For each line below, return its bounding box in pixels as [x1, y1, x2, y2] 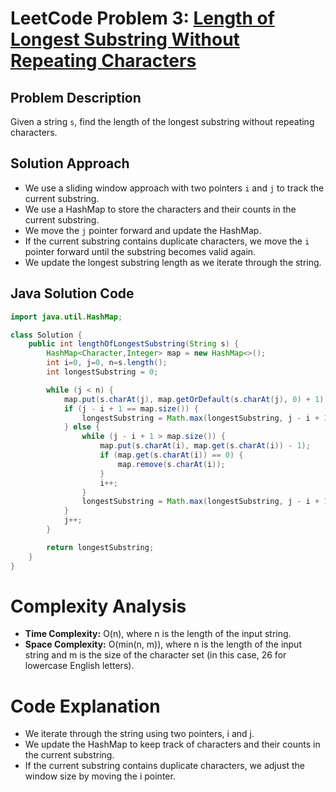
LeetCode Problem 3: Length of [10, 7, 275, 30]
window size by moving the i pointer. [24, 770, 176, 782]
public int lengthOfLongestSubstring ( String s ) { [28, 339, 240, 349]
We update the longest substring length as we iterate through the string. [24, 256, 322, 268]
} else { [63, 422, 101, 432]
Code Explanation [10, 695, 161, 717]
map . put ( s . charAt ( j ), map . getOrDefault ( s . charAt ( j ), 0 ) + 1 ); [63, 394, 329, 404]
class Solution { [10, 330, 83, 340]
